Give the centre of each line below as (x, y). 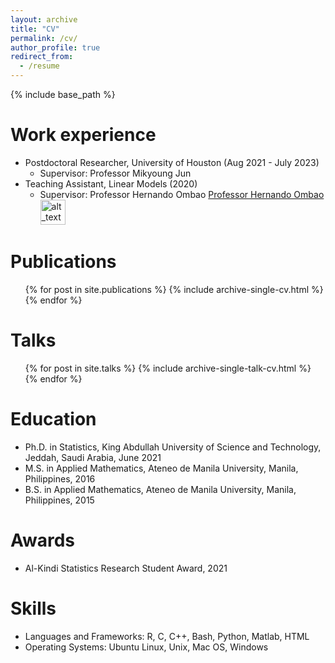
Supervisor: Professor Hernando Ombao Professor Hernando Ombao (182, 194)
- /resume (39, 66)
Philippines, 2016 (60, 478)
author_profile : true (55, 47)
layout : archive (44, 19)
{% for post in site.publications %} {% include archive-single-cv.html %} (174, 289)
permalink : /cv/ (44, 38)
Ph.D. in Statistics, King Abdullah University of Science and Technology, (173, 447)
